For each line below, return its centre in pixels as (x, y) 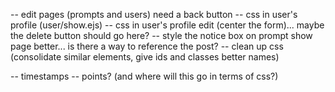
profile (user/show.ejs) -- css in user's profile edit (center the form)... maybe (167, 25)
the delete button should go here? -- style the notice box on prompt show (161, 35)
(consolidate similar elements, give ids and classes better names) (145, 57)
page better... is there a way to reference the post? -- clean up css (147, 46)
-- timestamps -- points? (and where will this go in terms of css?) (144, 76)
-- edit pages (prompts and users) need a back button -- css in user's (154, 14)
